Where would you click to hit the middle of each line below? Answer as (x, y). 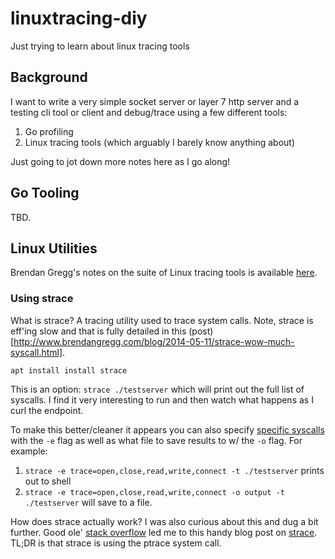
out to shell (48, 481)
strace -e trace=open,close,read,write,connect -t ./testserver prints (174, 470)
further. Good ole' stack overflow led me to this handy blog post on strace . (164, 532)
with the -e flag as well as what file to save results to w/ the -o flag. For (156, 440)
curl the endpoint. (47, 410)
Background (49, 77)
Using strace (42, 299)
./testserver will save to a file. (88, 502)
